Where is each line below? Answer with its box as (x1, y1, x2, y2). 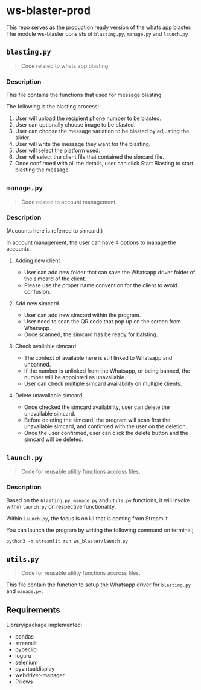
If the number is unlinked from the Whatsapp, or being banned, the (24, 367, 190, 374)
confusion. (24, 288, 51, 296)
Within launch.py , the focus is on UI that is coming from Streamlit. (6, 515, 170, 522)
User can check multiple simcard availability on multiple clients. (24, 380, 182, 388)
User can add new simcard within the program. (24, 311, 141, 319)
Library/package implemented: (6, 621, 83, 628)
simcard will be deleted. (24, 436, 83, 443)
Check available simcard (14, 343, 77, 350)
